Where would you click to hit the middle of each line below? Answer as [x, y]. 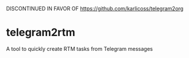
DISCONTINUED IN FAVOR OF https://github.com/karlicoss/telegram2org [95, 9]
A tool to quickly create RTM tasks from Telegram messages [79, 49]
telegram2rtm [41, 33]
